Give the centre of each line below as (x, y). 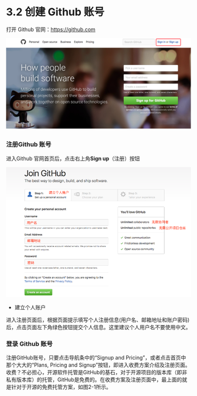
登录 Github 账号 (29, 344)
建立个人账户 (30, 307)
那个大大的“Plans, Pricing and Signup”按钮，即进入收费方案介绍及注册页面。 (98, 365)
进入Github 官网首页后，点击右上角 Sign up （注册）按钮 (73, 158)
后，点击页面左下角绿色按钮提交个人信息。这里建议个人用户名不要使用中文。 (98, 327)
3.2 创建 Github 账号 (55, 12)
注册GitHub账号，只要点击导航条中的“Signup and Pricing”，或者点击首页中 (96, 358)
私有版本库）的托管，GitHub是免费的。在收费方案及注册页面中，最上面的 (94, 380)
